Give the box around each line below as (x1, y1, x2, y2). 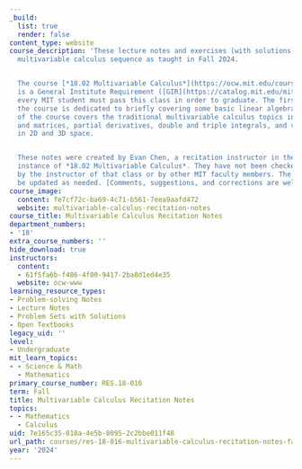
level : (9, 337, 34, 346)
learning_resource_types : (9, 287, 106, 296)
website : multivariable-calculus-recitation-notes (17, 203, 211, 212)
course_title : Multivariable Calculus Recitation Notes (9, 212, 223, 221)
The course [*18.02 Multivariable (17, 79, 147, 88)
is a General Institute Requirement (17, 87, 155, 96)
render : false (17, 30, 70, 39)
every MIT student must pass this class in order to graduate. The (17, 95, 276, 104)
